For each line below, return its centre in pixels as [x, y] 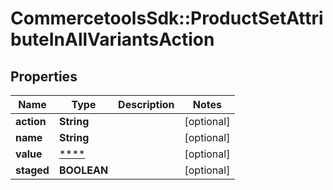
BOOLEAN [83, 170]
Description [146, 104]
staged [32, 170]
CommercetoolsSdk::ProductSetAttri [167, 18]
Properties [44, 76]
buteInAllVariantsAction [112, 39]
